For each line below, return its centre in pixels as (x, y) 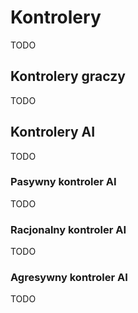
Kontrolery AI (53, 132)
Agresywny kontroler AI (69, 278)
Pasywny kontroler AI (63, 182)
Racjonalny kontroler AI (68, 229)
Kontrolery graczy (68, 76)
